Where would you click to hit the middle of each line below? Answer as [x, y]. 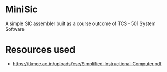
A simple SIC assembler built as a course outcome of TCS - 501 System [80, 23]
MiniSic [22, 9]
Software [15, 29]
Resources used [40, 50]
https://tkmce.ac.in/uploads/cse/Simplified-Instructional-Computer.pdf [87, 64]
